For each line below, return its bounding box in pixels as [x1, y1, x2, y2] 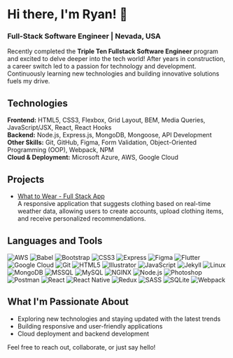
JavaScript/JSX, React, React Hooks [7, 123, 112, 132]
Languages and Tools [7, 235, 103, 247]
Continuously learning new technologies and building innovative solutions [7, 69, 220, 78]
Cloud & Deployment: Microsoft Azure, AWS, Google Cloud [7, 153, 178, 162]
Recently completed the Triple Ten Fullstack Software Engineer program [7, 47, 219, 55]
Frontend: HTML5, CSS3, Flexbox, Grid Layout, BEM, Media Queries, [7, 116, 206, 125]
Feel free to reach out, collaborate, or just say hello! [7, 343, 156, 351]
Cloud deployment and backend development [17, 329, 149, 338]
